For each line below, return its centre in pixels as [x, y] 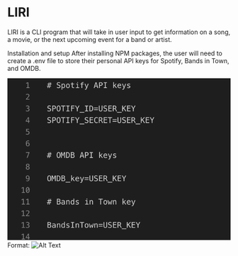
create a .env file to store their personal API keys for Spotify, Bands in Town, [118, 60]
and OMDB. [24, 68]
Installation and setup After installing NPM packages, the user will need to [115, 53]
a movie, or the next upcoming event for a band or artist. [90, 39]
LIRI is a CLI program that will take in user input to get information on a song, [119, 32]
